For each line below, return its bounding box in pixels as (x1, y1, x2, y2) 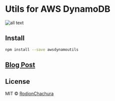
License (5, 77, 30, 86)
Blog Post (5, 61, 36, 69)
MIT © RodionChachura (5, 90, 54, 97)
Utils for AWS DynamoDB (5, 3, 111, 15)
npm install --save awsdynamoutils (5, 47, 79, 52)
